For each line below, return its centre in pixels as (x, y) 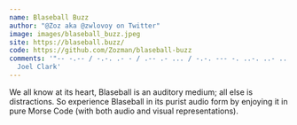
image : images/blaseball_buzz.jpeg (75, 34)
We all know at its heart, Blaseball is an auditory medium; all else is (131, 92)
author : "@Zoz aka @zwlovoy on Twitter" (85, 26)
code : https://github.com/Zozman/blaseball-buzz (101, 51)
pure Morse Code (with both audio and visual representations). (124, 111)
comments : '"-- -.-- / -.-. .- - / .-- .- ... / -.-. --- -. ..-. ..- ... (150, 59)
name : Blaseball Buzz (49, 17)
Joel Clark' (39, 67)
